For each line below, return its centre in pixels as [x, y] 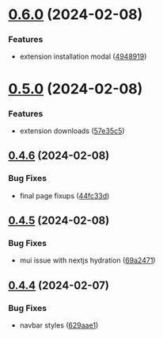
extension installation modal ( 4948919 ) [83, 56]
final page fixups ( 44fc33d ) [64, 195]
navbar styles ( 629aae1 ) [59, 325]
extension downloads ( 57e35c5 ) [72, 131]
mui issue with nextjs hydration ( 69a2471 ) [87, 260]
